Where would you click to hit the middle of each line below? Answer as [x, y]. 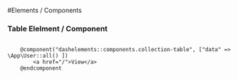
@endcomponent [41, 68]
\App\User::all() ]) [38, 56]
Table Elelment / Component [58, 28]
